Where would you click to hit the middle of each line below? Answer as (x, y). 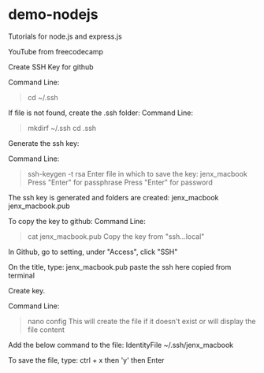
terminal (22, 275)
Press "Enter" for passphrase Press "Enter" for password (120, 182)
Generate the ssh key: (44, 143)
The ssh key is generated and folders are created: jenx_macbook (113, 197)
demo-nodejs (53, 15)
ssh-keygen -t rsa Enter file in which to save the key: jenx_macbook (138, 173)
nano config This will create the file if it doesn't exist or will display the (141, 321)
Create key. (27, 290)
